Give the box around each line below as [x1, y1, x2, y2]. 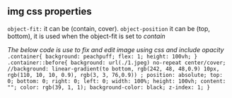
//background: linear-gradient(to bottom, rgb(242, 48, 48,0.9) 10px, [7, 65, 220, 73]
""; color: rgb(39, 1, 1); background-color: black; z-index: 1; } [7, 84, 211, 91]
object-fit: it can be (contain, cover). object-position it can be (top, [7, 24, 211, 32]
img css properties [7, 6, 92, 18]
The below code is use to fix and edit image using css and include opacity [7, 45, 224, 54]
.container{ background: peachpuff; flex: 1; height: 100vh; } [7, 53, 198, 60]
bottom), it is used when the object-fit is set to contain [7, 32, 166, 40]
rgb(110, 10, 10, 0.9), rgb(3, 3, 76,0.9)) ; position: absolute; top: [7, 71, 223, 78]
